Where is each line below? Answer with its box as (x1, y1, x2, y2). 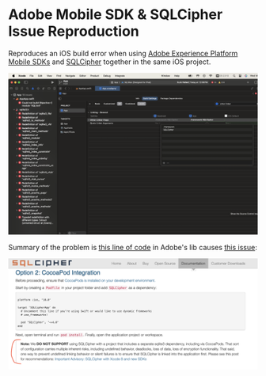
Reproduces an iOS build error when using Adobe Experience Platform (8, 48, 238, 58)
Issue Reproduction (8, 22, 140, 40)
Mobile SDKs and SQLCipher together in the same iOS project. (8, 57, 211, 66)
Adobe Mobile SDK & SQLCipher (8, 6, 223, 24)
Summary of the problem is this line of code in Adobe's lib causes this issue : (8, 243, 257, 253)
